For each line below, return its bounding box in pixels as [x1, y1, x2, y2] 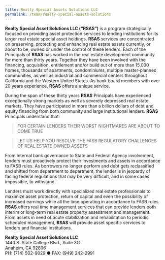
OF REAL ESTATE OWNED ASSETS [17, 143, 88, 149]
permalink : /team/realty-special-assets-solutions [5, 12, 111, 17]
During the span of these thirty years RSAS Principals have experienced [5, 92, 151, 98]
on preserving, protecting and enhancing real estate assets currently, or [5, 41, 151, 47]
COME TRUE [17, 128, 43, 134]
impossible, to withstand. [5, 178, 56, 185]
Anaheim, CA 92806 [5, 245, 46, 251]
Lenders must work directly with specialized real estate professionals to [5, 188, 151, 194]
